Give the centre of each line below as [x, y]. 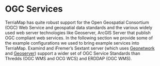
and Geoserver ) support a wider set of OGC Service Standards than [73, 53]
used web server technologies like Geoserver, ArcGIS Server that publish [78, 33]
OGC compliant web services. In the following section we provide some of [79, 38]
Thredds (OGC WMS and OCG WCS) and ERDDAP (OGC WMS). [69, 58]
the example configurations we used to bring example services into [72, 43]
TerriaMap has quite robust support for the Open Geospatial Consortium [77, 22]
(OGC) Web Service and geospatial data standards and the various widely [79, 27]
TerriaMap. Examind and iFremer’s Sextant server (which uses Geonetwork [80, 48]
